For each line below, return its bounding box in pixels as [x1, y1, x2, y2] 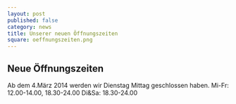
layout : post [7, 10, 46, 18]
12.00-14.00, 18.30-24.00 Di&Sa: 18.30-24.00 [7, 89, 138, 97]
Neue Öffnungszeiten [7, 63, 104, 74]
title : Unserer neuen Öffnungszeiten [7, 30, 118, 37]
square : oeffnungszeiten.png [7, 37, 93, 44]
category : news [7, 23, 52, 30]
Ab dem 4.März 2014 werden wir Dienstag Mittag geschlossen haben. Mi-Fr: [7, 81, 229, 89]
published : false [7, 17, 58, 24]
